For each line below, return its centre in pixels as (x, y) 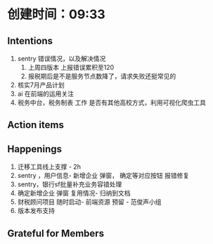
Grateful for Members (56, 233)
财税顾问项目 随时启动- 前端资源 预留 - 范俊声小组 (89, 202)
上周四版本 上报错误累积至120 (71, 67)
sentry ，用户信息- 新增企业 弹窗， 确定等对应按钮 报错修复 (103, 176)
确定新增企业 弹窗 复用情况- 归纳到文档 (74, 193)
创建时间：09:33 (56, 14)
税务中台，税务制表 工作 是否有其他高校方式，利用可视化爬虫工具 (111, 102)
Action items (36, 125)
